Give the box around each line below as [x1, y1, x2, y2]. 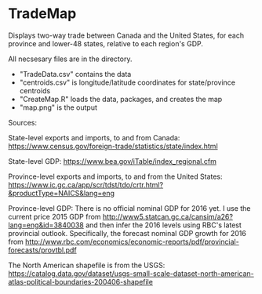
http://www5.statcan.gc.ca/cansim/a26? [102, 212, 234, 221]
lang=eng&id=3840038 [8, 220, 84, 230]
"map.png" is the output [19, 103, 98, 112]
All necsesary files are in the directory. [8, 54, 133, 64]
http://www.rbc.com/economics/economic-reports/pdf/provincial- [24, 237, 239, 246]
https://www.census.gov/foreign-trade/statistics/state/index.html [8, 141, 218, 151]
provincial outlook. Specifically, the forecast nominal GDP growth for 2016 [8, 228, 247, 238]
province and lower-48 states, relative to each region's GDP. [8, 38, 204, 48]
